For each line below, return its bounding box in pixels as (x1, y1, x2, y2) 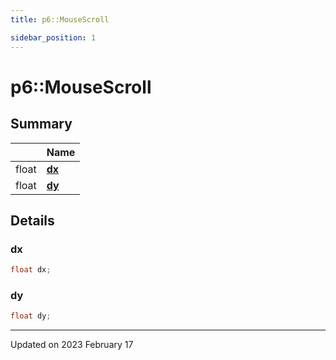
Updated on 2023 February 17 (10, 339, 134, 351)
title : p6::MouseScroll (10, 14, 110, 25)
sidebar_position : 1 (10, 32, 97, 43)
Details (10, 212, 55, 229)
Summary (10, 116, 73, 133)
